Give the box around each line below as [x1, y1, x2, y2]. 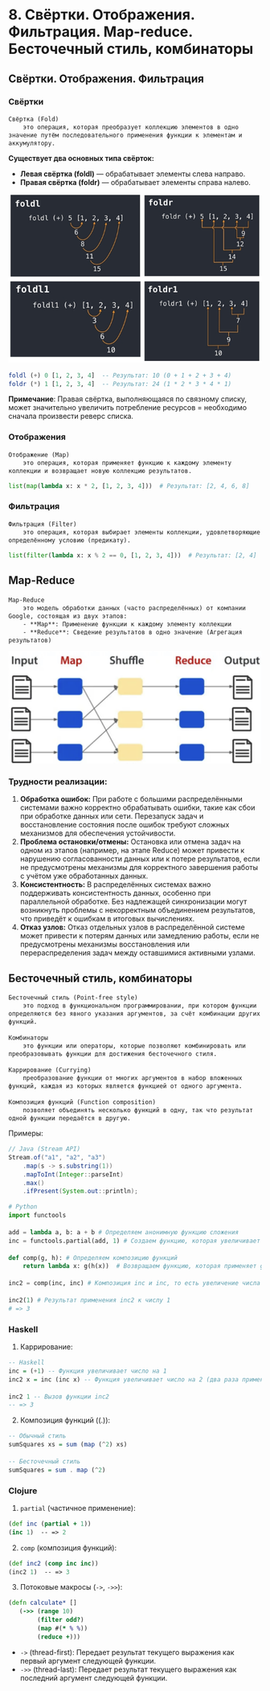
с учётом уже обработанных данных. [19, 871, 149, 881]
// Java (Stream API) [8, 1145, 81, 1153]
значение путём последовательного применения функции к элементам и [8, 131, 243, 139]
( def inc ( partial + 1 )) [8, 1520, 92, 1528]
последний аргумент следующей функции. [19, 1673, 168, 1682]
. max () [22, 1179, 45, 1187]
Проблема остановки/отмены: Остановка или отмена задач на [19, 837, 241, 847]
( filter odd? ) [37, 1616, 84, 1624]
